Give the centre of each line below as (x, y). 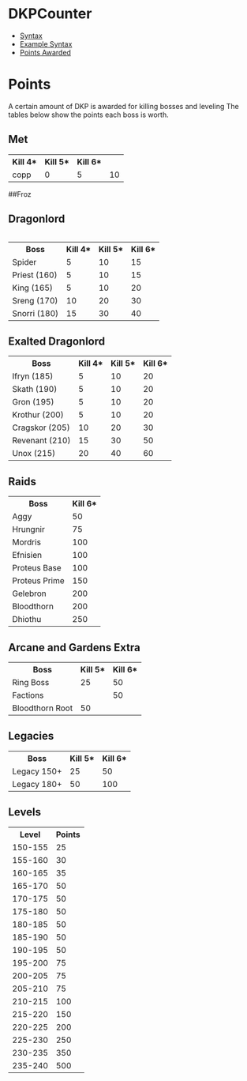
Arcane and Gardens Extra (74, 648)
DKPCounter (50, 14)
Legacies (31, 736)
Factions (28, 695)
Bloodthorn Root (43, 708)
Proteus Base (37, 568)
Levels (25, 812)
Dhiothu (27, 620)
